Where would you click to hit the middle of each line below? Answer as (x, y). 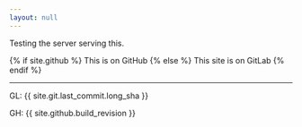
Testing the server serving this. (67, 43)
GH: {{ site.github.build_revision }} (73, 113)
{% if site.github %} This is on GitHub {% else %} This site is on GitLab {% (147, 60)
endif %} (26, 70)
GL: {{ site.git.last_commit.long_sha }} (79, 96)
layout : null (34, 17)
